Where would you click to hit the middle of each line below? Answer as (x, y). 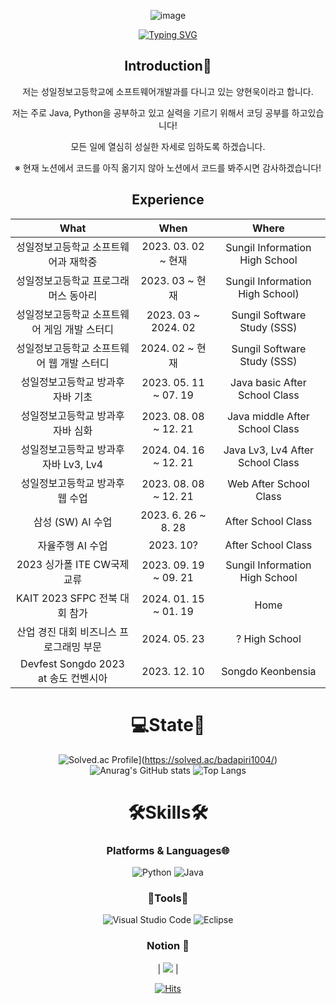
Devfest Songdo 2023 (72, 663)
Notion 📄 (168, 946)
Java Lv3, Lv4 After (269, 450)
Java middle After (268, 416)
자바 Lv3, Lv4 (73, 464)
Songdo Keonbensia (269, 671)
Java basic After (268, 382)
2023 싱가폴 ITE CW (63, 564)
